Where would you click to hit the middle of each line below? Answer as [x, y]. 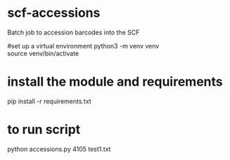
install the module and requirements [115, 82]
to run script [44, 129]
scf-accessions [54, 13]
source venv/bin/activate [43, 53]
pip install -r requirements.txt [49, 101]
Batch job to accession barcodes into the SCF [74, 32]
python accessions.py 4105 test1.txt [59, 149]
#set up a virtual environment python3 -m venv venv [83, 46]
